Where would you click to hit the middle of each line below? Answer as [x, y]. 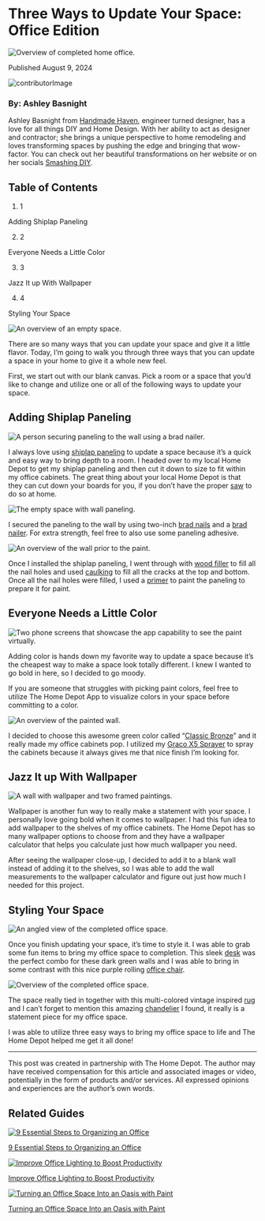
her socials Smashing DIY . [50, 163]
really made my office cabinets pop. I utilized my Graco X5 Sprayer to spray [131, 743]
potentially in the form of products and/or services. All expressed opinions [129, 1080]
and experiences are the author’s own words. [82, 1088]
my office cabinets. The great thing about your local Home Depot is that [125, 477]
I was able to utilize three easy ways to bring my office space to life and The [132, 1032]
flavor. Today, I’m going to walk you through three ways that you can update [131, 353]
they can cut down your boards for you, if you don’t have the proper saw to [130, 485]
